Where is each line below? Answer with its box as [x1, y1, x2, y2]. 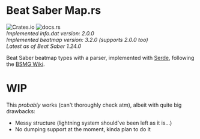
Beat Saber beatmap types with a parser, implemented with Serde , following [6, 54, 195, 61]
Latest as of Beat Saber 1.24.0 [6, 43, 82, 50]
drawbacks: [6, 107, 35, 114]
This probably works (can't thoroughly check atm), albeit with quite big [6, 101, 182, 108]
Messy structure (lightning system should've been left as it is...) [14, 119, 172, 126]
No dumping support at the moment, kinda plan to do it [14, 125, 151, 132]
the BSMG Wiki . [6, 61, 45, 68]
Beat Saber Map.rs [6, 4, 101, 17]
